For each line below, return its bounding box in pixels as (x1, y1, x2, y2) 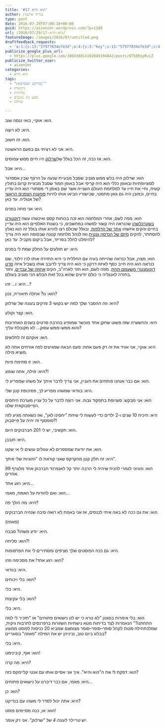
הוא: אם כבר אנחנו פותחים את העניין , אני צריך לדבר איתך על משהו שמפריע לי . (5, 378, 150, 384)
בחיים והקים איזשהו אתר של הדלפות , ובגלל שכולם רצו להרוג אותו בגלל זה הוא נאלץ (5, 226, 159, 232)
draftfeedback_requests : (5, 40, 56, 45)
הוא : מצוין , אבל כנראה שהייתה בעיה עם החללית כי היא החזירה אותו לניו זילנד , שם (5, 256, 155, 262)
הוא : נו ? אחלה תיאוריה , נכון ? (5, 291, 58, 297)
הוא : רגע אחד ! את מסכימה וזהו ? (5, 557, 64, 563)
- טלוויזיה (9, 90, 25, 95)
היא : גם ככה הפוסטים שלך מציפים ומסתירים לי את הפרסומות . (5, 547, 120, 553)
